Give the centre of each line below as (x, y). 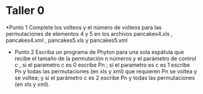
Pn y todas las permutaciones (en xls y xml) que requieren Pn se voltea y (106, 71)
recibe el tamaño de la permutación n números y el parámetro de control (105, 58)
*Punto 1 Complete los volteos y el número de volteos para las (84, 27)
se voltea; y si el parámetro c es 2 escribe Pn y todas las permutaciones (105, 78)
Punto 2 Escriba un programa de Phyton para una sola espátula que (99, 52)
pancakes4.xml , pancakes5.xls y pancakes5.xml (67, 40)
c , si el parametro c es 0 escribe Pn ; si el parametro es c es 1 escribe (102, 65)
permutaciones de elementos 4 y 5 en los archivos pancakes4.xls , (89, 33)
